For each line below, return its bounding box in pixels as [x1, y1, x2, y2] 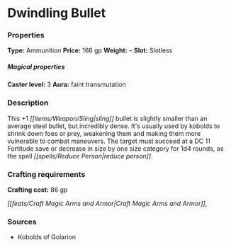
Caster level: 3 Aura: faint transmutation [7, 80, 126, 89]
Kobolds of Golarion [17, 233, 77, 241]
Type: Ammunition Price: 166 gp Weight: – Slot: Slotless [7, 46, 173, 54]
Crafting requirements [7, 169, 86, 179]
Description [7, 98, 49, 108]
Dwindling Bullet [7, 5, 106, 21]
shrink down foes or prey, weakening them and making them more [7, 129, 201, 137]
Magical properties [7, 62, 65, 71]
